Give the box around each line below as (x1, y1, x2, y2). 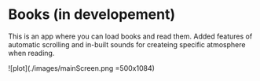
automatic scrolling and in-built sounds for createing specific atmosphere (8, 39, 246, 49)
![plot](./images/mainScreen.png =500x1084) (8, 63, 156, 72)
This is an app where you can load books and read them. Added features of (8, 31, 253, 41)
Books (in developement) (8, 6, 175, 24)
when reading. (8, 48, 55, 57)
